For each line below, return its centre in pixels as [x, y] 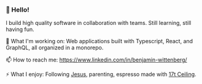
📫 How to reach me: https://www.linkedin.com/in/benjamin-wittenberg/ [97, 60]
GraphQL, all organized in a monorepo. [55, 47]
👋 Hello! [18, 10]
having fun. [20, 29]
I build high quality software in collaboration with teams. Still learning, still [99, 23]
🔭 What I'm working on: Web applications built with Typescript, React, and [99, 41]
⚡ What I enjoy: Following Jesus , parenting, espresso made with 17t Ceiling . [101, 74]
